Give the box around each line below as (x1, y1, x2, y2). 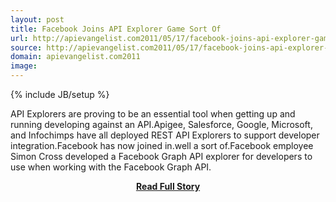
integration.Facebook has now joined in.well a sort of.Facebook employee (10, 140, 314, 151)
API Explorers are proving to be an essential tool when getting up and (10, 108, 296, 120)
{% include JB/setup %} (10, 89, 110, 100)
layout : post (10, 14, 65, 25)
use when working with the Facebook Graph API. (10, 161, 212, 173)
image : (10, 61, 38, 71)
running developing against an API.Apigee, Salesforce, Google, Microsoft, (10, 119, 313, 130)
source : (10, 42, 43, 53)
